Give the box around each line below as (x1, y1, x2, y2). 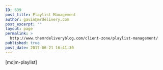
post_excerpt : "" (5, 21, 42, 27)
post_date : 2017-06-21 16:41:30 (5, 45, 74, 50)
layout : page (5, 26, 33, 31)
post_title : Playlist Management (5, 12, 76, 17)
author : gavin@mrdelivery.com (5, 17, 70, 22)
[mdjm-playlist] (5, 59, 37, 65)
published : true (5, 41, 40, 46)
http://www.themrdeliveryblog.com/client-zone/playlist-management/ (10, 36, 158, 41)
